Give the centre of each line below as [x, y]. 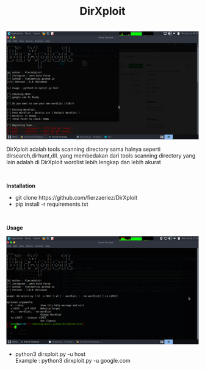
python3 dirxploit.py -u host [50, 354]
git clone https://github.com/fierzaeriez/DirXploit [76, 197]
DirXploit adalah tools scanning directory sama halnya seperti [83, 149]
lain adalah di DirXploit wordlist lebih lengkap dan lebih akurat [84, 162]
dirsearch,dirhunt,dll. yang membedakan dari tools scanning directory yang [101, 155]
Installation [21, 186]
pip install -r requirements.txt [52, 204]
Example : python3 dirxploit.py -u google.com [73, 360]
